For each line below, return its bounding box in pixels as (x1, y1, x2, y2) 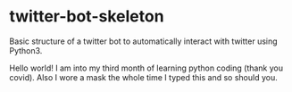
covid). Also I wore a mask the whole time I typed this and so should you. (9, 71, 279, 82)
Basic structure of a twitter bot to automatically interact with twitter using (9, 36, 279, 46)
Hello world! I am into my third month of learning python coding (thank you (9, 63, 284, 73)
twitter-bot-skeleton (9, 6, 164, 27)
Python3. (9, 45, 43, 55)
